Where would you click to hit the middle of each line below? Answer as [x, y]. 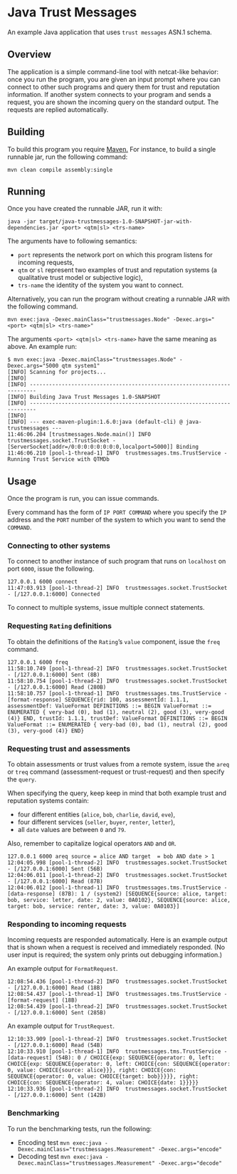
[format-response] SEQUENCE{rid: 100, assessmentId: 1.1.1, [99, 700]
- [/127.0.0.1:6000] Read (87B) [55, 882]
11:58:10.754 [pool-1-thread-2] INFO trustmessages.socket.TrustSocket [117, 681]
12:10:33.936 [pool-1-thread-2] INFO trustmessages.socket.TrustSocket [117, 1089]
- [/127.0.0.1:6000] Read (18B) [55, 988]
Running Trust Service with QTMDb [59, 459]
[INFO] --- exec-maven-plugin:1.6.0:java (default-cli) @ [95, 422]
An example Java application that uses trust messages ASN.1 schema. [110, 32]
